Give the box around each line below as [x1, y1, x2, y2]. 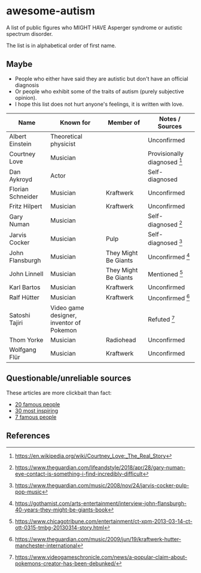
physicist [50, 139, 76, 148]
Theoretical [50, 132, 83, 140]
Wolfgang [9, 345, 36, 354]
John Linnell [9, 269, 44, 278]
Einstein [9, 139, 32, 148]
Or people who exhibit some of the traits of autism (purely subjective [14, 88, 184, 95]
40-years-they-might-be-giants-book [14, 506, 108, 513]
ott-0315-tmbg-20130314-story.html [14, 524, 105, 531]
